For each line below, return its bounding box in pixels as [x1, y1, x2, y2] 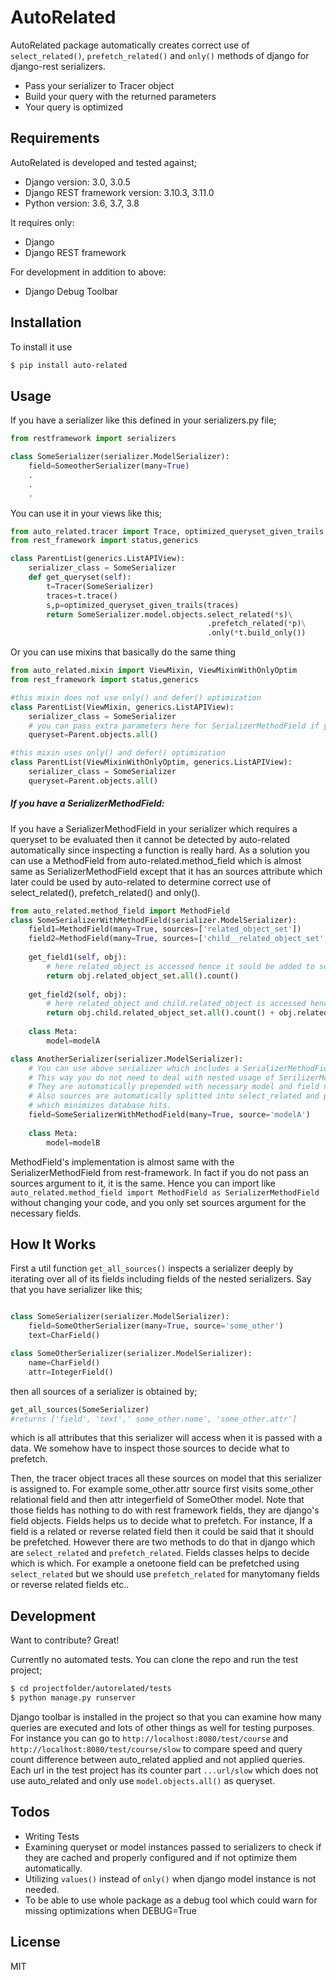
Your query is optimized [24, 101, 123, 113]
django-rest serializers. [10, 60, 106, 72]
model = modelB [46, 1137, 101, 1148]
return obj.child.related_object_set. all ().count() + [46, 1008, 275, 1018]
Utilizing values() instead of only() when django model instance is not [24, 1872, 317, 1885]
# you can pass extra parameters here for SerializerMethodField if [28, 721, 320, 731]
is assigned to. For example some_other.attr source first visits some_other [10, 1483, 314, 1495]
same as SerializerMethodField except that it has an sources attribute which [10, 865, 323, 877]
